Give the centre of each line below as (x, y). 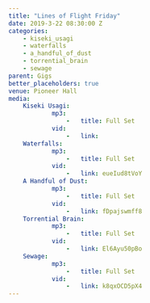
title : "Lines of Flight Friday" (65, 16)
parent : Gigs (30, 76)
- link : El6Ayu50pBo (104, 249)
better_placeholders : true (54, 83)
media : (19, 99)
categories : (28, 31)
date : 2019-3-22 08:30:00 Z (56, 23)
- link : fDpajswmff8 (104, 211)
